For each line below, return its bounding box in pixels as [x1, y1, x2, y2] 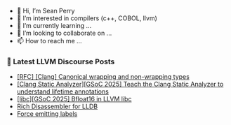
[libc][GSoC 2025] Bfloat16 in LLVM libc [16, 95, 132, 103]
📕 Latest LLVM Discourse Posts [6, 57, 115, 66]
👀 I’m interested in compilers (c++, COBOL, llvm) [16, 14, 157, 22]
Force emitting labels [16, 110, 78, 118]
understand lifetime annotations [16, 87, 110, 96]
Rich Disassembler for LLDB [16, 102, 98, 111]
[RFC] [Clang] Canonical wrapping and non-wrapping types [16, 73, 190, 81]
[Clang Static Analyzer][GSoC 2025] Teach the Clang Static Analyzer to [16, 80, 224, 89]
